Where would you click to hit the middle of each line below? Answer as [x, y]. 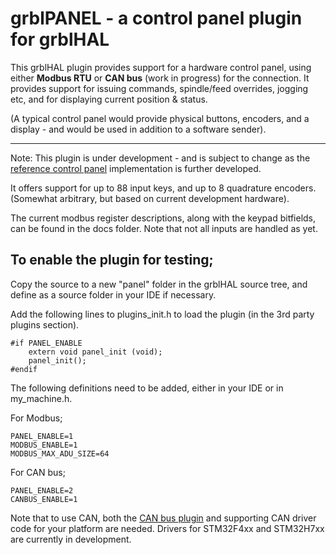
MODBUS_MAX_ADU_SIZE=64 [60, 453]
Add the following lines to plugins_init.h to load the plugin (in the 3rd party [162, 314]
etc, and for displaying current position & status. [109, 99]
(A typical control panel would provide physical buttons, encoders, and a [160, 118]
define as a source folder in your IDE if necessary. [113, 294]
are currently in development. [71, 539]
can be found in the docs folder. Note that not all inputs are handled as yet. [164, 228]
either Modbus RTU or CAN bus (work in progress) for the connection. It [160, 78]
